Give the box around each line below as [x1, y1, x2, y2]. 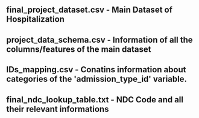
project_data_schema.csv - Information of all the [6, 34, 193, 45]
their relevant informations [6, 104, 109, 114]
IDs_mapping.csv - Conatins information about [6, 64, 186, 75]
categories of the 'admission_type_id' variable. [6, 74, 187, 84]
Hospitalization [6, 14, 65, 25]
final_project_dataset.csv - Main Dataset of [6, 5, 173, 15]
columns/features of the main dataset [6, 44, 151, 54]
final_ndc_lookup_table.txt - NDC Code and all [6, 95, 184, 105]
